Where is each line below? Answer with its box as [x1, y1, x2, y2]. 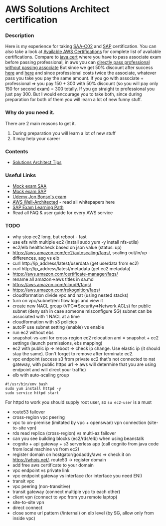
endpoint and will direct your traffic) [12, 366, 86, 372]
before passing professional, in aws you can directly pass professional [5, 59, 150, 66]
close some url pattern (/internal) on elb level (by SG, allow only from [12, 509, 154, 516]
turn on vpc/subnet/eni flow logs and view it [12, 297, 103, 303]
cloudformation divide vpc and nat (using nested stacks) [12, 292, 129, 298]
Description [5, 32, 34, 39]
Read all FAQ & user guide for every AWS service [12, 210, 113, 216]
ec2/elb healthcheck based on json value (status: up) [12, 244, 122, 250]
